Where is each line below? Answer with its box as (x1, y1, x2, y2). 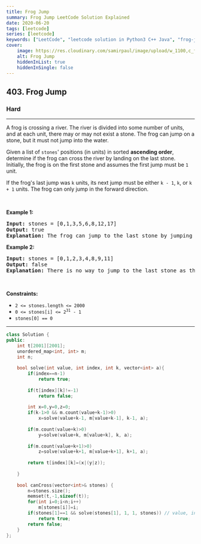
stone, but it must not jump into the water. (6, 137, 109, 144)
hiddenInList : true (17, 59, 66, 65)
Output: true (6, 226, 45, 233)
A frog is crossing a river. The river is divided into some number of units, (6, 124, 184, 131)
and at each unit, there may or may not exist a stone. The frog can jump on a (6, 130, 195, 138)
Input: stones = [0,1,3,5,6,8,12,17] (6, 220, 117, 227)
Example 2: (6, 244, 35, 251)
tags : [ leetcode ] (6, 25, 50, 32)
